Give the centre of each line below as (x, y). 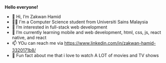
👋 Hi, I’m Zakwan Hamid (36, 16)
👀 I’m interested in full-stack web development (59, 27)
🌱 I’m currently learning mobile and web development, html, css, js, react (86, 32)
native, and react (29, 37)
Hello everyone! (21, 7)
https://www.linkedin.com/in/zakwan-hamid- (110, 43)
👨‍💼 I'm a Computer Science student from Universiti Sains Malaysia (80, 22)
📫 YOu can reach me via (37, 43)
